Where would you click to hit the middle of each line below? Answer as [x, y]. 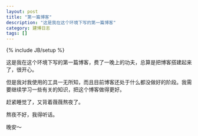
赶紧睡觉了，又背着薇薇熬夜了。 [45, 102]
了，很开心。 [22, 70]
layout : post [22, 11]
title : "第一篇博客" [29, 17]
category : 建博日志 [28, 28]
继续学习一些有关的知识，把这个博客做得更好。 [68, 89]
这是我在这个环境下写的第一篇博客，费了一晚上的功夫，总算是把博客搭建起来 [99, 62]
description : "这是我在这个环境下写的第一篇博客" [61, 22]
